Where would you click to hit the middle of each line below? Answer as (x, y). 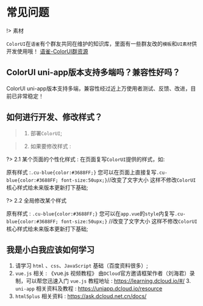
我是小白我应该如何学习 (50, 249)
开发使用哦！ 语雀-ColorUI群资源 (47, 51)
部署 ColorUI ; (46, 133)
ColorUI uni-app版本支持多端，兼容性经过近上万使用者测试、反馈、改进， (98, 88)
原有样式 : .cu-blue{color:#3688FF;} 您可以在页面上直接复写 (81, 172)
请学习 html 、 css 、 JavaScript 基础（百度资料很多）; (81, 266)
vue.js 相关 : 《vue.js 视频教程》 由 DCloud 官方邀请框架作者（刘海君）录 (105, 274)
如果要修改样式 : (51, 146)
